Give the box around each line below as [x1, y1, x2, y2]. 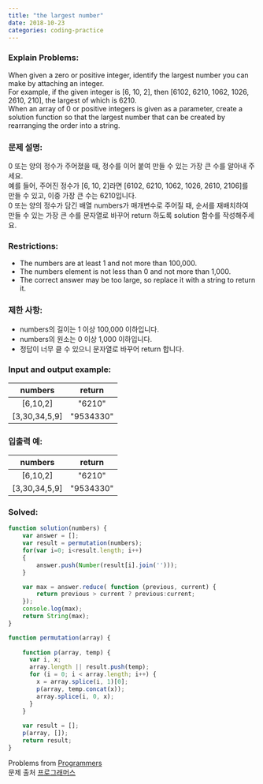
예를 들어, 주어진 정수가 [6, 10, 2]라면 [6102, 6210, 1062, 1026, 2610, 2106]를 [8, 181, 249, 190]
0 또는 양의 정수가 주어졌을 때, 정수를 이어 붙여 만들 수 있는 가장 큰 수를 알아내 [8, 161, 247, 171]
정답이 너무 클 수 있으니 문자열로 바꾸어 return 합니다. [19, 344, 184, 354]
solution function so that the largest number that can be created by [8, 112, 226, 122]
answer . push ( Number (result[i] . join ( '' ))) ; [36, 561, 178, 569]
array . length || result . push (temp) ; [28, 663, 150, 671]
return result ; [22, 737, 72, 745]
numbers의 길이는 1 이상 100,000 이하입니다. [19, 324, 160, 334]
